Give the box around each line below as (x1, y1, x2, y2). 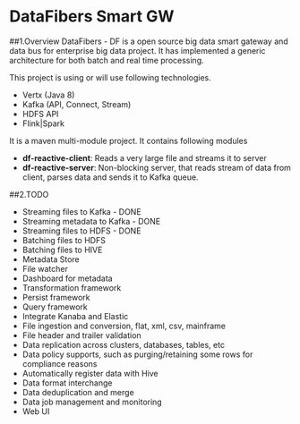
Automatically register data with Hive (21, 368, 159, 378)
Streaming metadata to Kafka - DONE (21, 216, 161, 226)
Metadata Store (21, 253, 81, 265)
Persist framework (21, 292, 91, 302)
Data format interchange (21, 377, 113, 388)
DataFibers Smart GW (9, 6, 175, 27)
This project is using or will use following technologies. (9, 72, 212, 82)
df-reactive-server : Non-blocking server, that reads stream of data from (21, 162, 291, 173)
